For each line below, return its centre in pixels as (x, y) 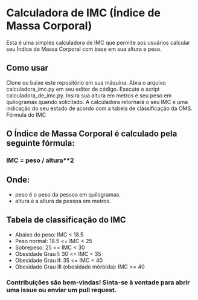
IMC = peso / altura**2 (40, 160)
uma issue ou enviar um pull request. (62, 290)
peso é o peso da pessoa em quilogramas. (68, 194)
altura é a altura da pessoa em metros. (63, 201)
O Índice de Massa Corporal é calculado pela (92, 134)
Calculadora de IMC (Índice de (84, 13)
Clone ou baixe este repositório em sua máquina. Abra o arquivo (86, 82)
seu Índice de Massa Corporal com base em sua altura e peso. (84, 49)
